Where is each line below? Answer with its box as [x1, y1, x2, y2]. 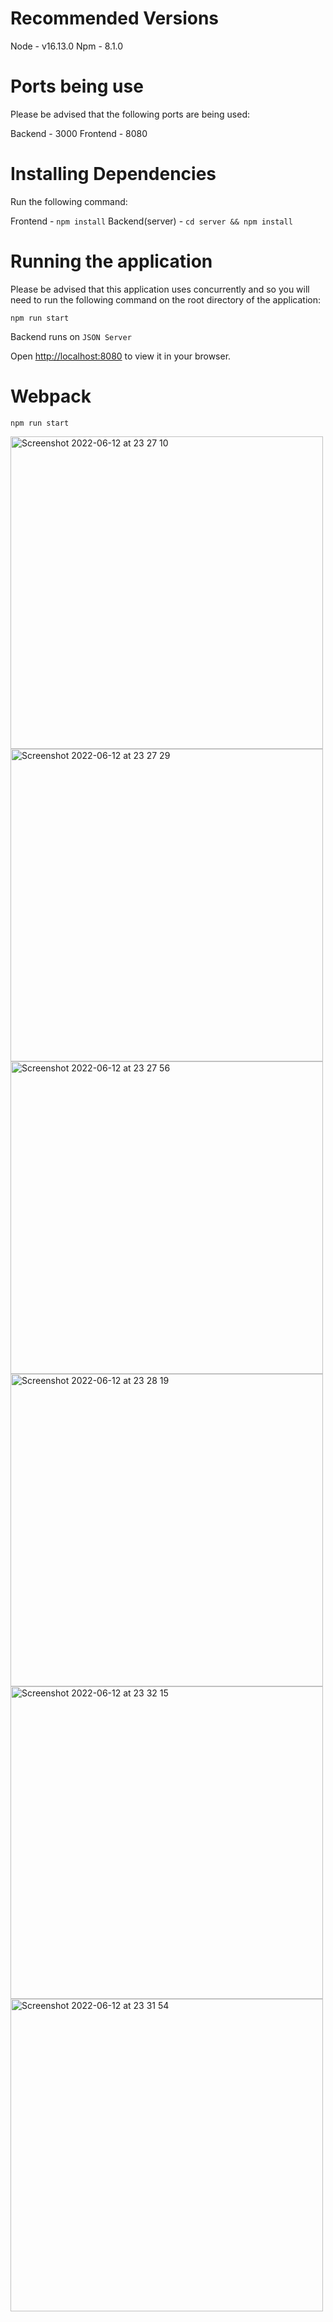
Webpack [10, 385, 92, 407]
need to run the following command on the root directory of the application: [10, 293, 322, 306]
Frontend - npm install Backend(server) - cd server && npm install [10, 215, 293, 227]
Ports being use [10, 75, 144, 98]
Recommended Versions [10, 7, 220, 30]
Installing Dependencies [10, 163, 217, 186]
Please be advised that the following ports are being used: [10, 108, 250, 120]
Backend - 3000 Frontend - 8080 [10, 127, 148, 139]
